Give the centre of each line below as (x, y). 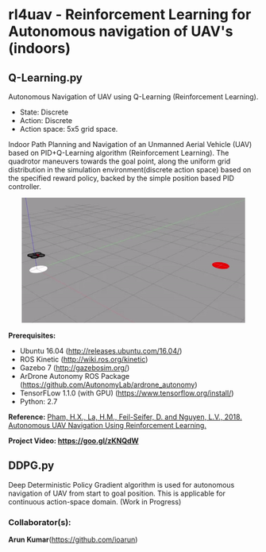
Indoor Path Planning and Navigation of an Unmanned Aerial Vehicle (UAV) (130, 144)
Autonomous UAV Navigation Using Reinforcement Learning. (107, 425)
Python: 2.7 (39, 401)
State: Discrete (44, 112)
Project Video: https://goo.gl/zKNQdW (73, 441)
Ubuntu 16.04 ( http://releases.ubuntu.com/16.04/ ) (101, 351)
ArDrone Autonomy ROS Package (74, 376)
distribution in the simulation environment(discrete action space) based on (130, 170)
